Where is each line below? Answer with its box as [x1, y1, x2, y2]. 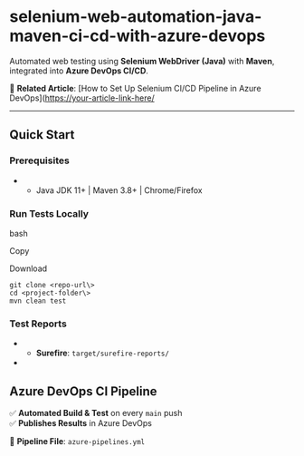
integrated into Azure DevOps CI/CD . [9, 65, 149, 76]
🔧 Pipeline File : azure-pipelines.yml [9, 436, 146, 447]
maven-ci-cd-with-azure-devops [9, 25, 266, 46]
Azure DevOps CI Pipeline [9, 383, 157, 399]
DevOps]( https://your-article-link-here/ [9, 92, 156, 103]
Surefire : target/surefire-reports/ [35, 347, 170, 359]
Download [9, 263, 48, 274]
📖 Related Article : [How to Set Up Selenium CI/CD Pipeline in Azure [9, 82, 261, 93]
